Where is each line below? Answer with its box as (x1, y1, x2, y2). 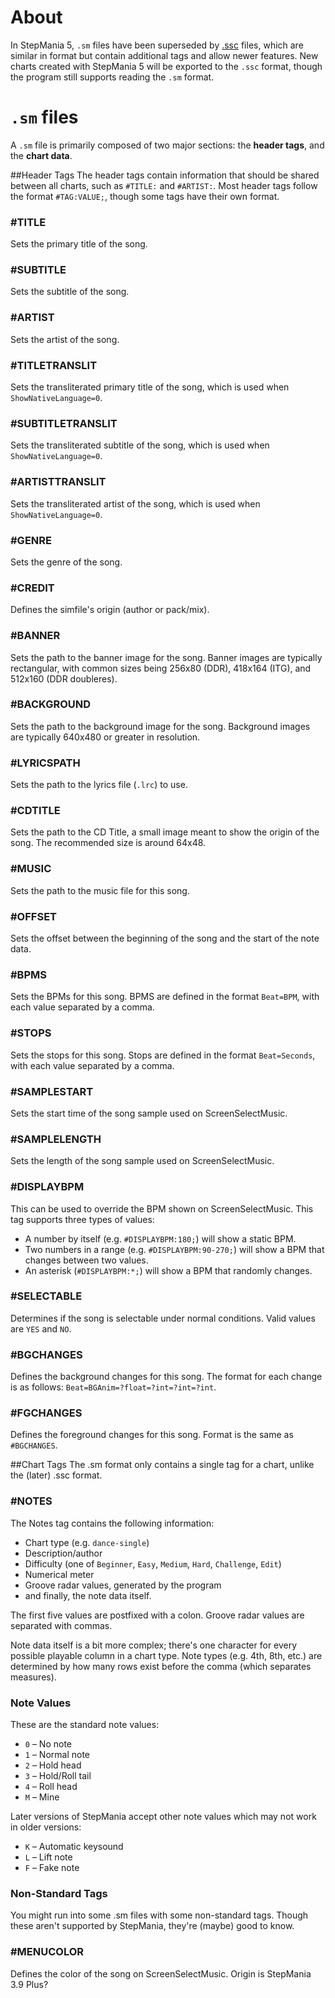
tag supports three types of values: (10, 1213, 155, 1225)
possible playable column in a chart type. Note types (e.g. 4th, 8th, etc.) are (10, 1649, 323, 1661)
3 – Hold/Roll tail (24, 1770, 92, 1781)
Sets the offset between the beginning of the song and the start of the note (10, 932, 320, 945)
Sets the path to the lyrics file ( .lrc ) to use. (10, 779, 188, 791)
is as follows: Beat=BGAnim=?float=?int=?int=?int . (10, 1381, 217, 1393)
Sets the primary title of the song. (10, 238, 148, 250)
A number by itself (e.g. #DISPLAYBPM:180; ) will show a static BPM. (24, 1232, 297, 1245)
